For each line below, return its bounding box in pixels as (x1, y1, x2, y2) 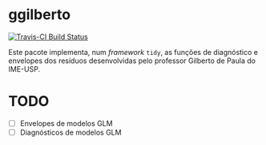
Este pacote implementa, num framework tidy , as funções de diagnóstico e (8, 47, 259, 57)
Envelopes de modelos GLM (19, 118, 114, 128)
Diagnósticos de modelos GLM (19, 127, 122, 137)
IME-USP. (8, 64, 41, 73)
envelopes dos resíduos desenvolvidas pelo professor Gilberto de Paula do (8, 56, 256, 65)
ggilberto (8, 6, 71, 24)
